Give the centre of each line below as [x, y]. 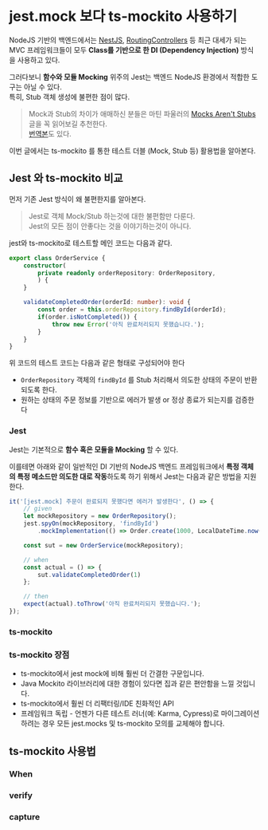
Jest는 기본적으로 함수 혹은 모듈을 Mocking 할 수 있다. [94, 449]
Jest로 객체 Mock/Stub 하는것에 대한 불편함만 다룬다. [112, 215]
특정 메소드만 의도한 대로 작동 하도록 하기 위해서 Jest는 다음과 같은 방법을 [129, 476]
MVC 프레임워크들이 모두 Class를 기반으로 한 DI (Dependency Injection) [124, 49]
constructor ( [45, 265]
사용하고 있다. [39, 60]
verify [21, 796]
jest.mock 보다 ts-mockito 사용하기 [123, 16]
